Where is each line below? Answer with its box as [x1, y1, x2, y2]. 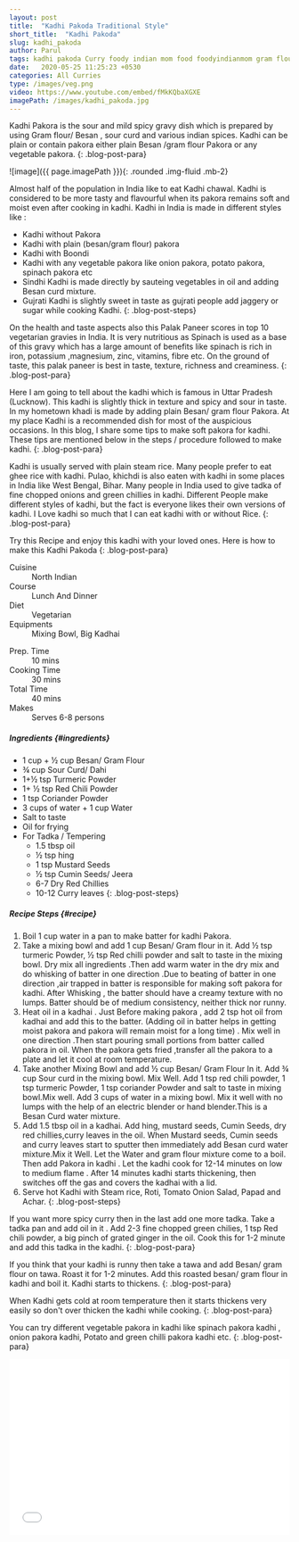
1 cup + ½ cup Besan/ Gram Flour [21, 755, 145, 766]
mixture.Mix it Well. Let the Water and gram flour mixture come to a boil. [21, 1148, 287, 1160]
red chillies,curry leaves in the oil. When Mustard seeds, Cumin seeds [21, 1130, 279, 1140]
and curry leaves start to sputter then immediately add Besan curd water [21, 1140, 288, 1150]
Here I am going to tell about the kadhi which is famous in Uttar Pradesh [9, 387, 273, 398]
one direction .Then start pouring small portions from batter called [21, 1035, 265, 1046]
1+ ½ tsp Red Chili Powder [21, 783, 118, 794]
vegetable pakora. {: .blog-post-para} [9, 149, 147, 160]
